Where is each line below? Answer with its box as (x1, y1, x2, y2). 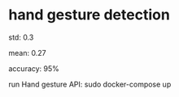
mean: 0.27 (8, 48, 46, 57)
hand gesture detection (8, 6, 171, 24)
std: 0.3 (8, 32, 34, 42)
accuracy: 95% (8, 63, 59, 74)
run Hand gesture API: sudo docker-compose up (8, 79, 172, 89)
